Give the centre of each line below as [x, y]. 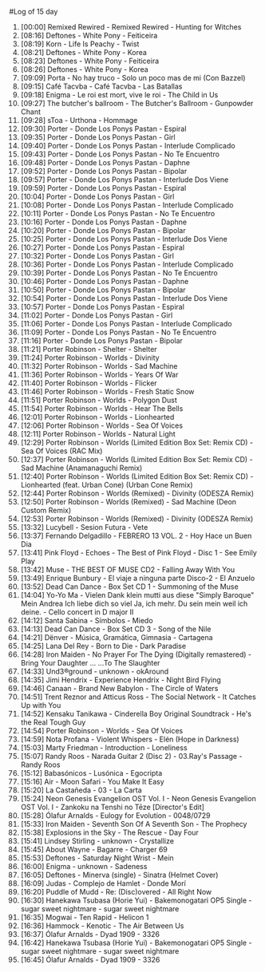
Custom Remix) [46, 510]
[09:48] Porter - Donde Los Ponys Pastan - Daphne [105, 162]
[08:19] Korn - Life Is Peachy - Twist [80, 44]
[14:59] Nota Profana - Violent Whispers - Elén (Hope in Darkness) [130, 739]
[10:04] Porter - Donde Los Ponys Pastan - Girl [97, 196]
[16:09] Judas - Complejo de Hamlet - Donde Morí [103, 883]
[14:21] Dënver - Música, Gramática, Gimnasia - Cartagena [117, 637]
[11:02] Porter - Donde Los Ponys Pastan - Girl [97, 315]
